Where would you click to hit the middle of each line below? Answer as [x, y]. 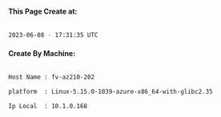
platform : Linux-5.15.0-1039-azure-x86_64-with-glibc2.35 [111, 92]
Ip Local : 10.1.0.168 [48, 107]
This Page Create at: [43, 11]
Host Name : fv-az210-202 [51, 77]
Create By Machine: [42, 53]
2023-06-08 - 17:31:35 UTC [53, 35]
